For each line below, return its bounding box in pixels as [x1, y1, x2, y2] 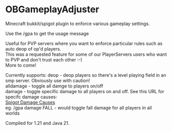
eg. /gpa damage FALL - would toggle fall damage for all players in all [5, 104, 152, 111]
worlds [5, 110, 20, 116]
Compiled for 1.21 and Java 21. [5, 120, 70, 126]
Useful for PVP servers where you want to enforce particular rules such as [5, 40, 163, 47]
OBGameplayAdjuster [5, 4, 100, 15]
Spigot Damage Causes [5, 99, 55, 105]
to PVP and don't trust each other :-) [5, 56, 83, 62]
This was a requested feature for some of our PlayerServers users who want [5, 51, 167, 57]
